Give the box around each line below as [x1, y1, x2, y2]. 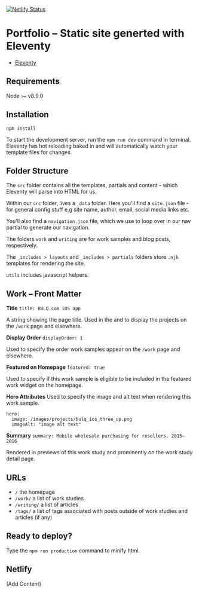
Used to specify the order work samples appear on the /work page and [6, 346, 180, 353]
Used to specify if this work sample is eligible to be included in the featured [6, 375, 192, 383]
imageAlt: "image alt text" [11, 421, 82, 427]
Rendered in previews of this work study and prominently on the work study [6, 449, 193, 456]
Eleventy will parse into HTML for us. [6, 188, 97, 195]
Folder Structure [6, 166, 69, 176]
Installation [6, 109, 49, 120]
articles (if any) [14, 514, 53, 521]
